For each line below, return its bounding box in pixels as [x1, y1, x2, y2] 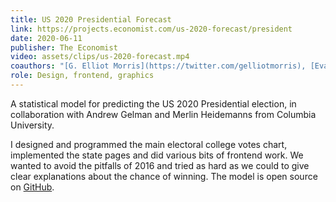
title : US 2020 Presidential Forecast [10, 14, 172, 25]
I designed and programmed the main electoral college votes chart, [10, 138, 288, 150]
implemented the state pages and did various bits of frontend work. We [10, 149, 304, 161]
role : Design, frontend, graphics [10, 71, 155, 81]
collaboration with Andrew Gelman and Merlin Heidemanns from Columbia [10, 108, 317, 120]
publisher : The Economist [10, 42, 118, 53]
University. [10, 119, 55, 131]
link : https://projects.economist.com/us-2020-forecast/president [10, 24, 293, 34]
